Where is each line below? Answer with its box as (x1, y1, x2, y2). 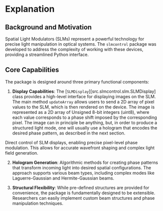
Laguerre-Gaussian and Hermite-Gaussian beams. (12, 175, 114, 181)
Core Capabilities (5, 66, 59, 74)
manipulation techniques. (12, 200, 64, 206)
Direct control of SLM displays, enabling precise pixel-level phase (5, 139, 138, 145)
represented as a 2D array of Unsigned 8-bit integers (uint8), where (12, 109, 150, 115)
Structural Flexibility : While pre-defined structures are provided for (12, 185, 150, 190)
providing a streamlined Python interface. (5, 52, 89, 57)
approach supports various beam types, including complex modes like (12, 170, 155, 176)
